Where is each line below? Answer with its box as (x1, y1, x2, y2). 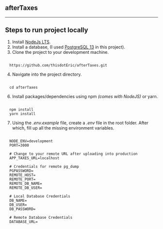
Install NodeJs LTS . (12, 39, 51, 45)
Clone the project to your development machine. (12, 49, 109, 55)
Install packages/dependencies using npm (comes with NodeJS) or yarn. (12, 93, 158, 99)
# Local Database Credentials (9, 194, 70, 198)
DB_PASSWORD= (9, 206, 36, 212)
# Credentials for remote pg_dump (9, 164, 79, 169)
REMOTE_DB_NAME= (9, 181, 42, 186)
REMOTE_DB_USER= (9, 185, 42, 190)
